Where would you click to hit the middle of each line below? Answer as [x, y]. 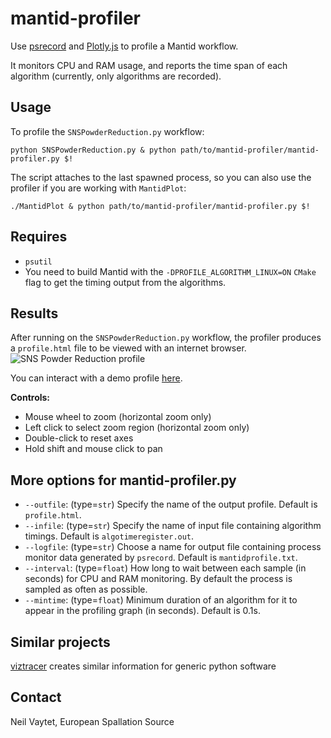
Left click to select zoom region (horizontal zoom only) [137, 428]
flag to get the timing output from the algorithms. [125, 282]
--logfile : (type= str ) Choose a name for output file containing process [173, 547]
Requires [39, 237]
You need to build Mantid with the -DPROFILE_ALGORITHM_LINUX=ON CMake [170, 271]
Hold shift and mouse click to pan [93, 449]
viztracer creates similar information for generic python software [143, 666]
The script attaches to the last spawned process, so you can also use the [161, 177]
